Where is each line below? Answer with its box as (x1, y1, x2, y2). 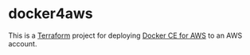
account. (8, 38, 37, 48)
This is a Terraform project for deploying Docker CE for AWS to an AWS (8, 31, 243, 40)
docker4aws (8, 5, 93, 23)
